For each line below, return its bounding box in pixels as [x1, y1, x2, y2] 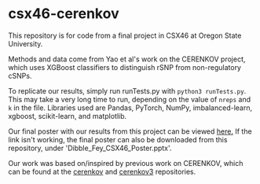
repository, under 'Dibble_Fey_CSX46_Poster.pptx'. [8, 143, 172, 153]
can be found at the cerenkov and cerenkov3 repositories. [8, 167, 196, 176]
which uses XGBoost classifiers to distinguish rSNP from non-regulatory [8, 62, 242, 72]
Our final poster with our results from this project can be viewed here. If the [8, 127, 253, 136]
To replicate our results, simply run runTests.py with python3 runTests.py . [8, 86, 247, 95]
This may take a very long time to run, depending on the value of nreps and [8, 94, 251, 104]
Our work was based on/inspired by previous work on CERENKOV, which [8, 158, 244, 167]
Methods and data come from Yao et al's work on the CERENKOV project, [8, 54, 246, 64]
